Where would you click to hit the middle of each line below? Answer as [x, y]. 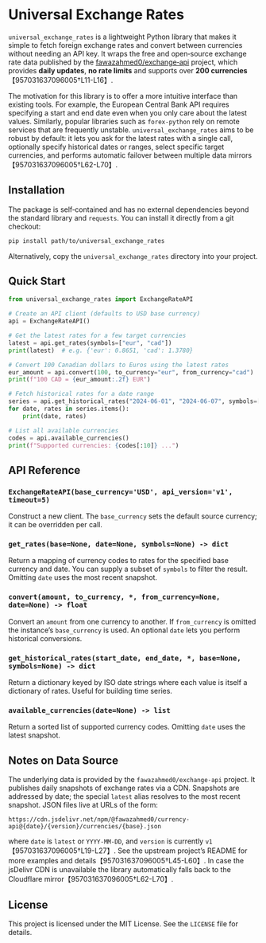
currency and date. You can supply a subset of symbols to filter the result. [128, 569]
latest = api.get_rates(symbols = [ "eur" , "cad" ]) [90, 343]
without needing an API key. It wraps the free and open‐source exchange [128, 53]
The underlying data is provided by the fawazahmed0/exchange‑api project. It [132, 780]
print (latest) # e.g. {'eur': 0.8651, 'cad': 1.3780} [101, 350]
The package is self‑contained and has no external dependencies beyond [129, 209]
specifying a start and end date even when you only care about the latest [128, 112]
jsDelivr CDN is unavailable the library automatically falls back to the [120, 870]
